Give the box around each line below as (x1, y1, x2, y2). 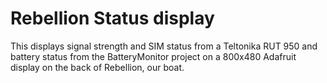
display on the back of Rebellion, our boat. (10, 61, 185, 73)
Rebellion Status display (10, 7, 215, 30)
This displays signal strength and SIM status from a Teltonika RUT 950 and (10, 40, 318, 52)
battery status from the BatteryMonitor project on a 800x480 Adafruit (10, 50, 297, 62)
